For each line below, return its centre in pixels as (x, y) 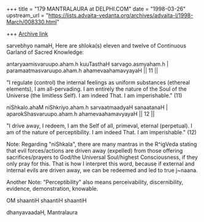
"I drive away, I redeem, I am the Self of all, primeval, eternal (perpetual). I (100, 126)
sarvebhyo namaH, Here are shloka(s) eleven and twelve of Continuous (96, 46)
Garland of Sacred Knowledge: (45, 52)
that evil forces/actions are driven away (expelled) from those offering (95, 151)
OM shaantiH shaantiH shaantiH (47, 201)
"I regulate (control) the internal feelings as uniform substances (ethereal (98, 82)
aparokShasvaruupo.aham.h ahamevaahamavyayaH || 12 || (81, 114)
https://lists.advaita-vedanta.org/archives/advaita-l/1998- (121, 15)
